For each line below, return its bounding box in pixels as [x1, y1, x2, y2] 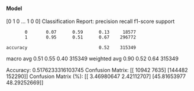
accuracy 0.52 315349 [6, 45, 136, 51]
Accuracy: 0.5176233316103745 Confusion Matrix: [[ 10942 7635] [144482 [6, 67, 188, 74]
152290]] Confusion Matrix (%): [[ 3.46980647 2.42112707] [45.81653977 [6, 73, 186, 80]
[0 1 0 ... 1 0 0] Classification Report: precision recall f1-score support [6, 18, 175, 25]
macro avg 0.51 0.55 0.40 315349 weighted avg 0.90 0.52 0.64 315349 [6, 55, 179, 62]
